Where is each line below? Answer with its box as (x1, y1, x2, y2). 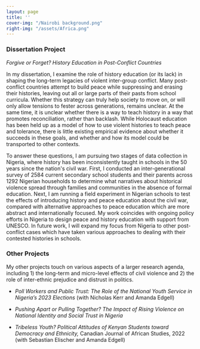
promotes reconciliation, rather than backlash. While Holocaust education (6, 115, 187, 122)
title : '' (6, 14, 31, 20)
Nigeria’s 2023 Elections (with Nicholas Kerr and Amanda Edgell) (14, 294, 175, 301)
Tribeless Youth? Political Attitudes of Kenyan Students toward (14, 323, 169, 330)
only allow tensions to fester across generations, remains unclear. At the (6, 102, 184, 110)
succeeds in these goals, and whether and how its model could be (6, 134, 170, 141)
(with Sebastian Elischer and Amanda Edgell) (14, 336, 125, 343)
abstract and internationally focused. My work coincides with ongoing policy (6, 209, 194, 216)
